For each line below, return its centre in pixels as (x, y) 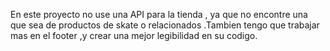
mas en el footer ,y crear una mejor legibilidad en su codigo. (134, 35)
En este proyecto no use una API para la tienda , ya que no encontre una (159, 14)
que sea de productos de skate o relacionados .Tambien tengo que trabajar (165, 25)
